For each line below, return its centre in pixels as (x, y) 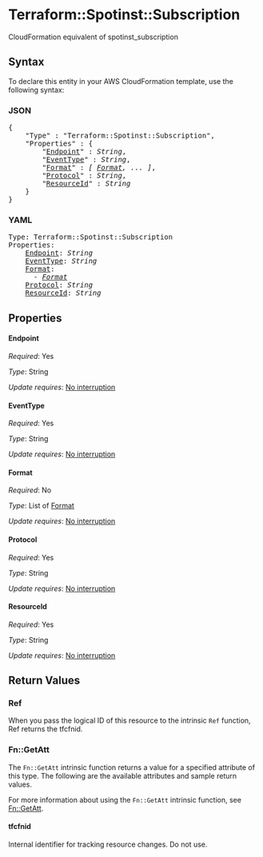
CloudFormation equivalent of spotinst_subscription (93, 37)
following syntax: (36, 90)
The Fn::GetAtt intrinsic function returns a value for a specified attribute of (132, 767)
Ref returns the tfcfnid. (46, 729)
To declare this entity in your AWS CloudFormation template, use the (121, 81)
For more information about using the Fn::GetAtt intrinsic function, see (125, 799)
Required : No (30, 490)
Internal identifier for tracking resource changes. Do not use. (108, 844)
